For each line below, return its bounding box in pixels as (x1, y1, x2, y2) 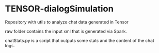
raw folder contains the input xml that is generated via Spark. (5, 28, 127, 34)
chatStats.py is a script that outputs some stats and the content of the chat (5, 37, 154, 43)
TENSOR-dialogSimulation (5, 3, 114, 14)
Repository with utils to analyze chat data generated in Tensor (5, 19, 129, 25)
